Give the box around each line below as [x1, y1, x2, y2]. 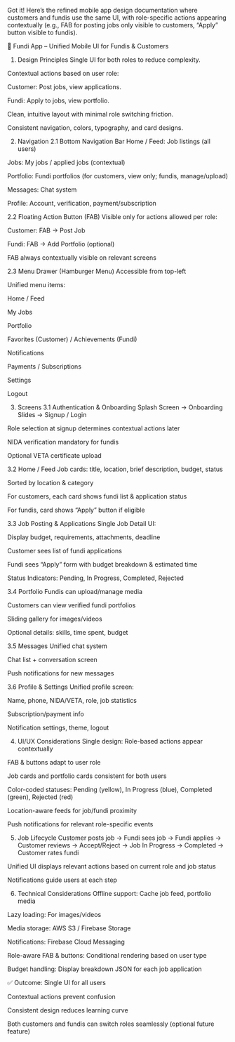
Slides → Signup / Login [17, 411, 87, 418]
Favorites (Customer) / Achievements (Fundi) [7, 335, 137, 343]
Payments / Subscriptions [7, 362, 82, 371]
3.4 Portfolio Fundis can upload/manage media [7, 588, 142, 595]
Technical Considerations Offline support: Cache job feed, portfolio [17, 890, 212, 897]
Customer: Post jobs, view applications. [7, 83, 121, 91]
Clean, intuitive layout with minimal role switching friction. [7, 110, 174, 118]
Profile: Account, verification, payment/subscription [7, 199, 156, 207]
